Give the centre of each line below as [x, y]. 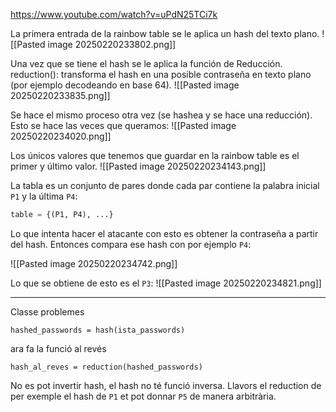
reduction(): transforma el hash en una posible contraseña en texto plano [161, 74]
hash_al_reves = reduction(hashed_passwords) [106, 367]
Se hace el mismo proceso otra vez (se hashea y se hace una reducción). [161, 115]
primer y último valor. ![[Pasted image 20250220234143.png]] [138, 166]
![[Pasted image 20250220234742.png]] [94, 263]
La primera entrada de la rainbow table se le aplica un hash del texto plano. [165, 33]
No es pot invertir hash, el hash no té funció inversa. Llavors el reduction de [166, 385]
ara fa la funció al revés [58, 348]
